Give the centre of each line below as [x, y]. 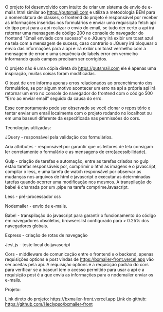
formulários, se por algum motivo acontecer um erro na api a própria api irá [80, 88]
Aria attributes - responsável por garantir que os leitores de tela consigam [79, 146]
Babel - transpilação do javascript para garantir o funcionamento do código [81, 215]
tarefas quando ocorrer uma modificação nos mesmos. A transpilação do [78, 182]
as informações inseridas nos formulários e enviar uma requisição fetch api [81, 22]
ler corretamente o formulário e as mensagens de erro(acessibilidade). [76, 152]
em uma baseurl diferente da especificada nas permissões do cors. [72, 118]
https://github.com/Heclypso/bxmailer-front [49, 304]
